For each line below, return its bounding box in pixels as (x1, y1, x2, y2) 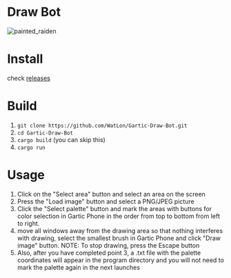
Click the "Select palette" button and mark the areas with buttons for (17, 204, 212, 212)
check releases (7, 74, 50, 82)
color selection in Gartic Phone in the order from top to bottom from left (17, 212, 221, 220)
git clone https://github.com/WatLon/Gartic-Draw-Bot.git (17, 122, 188, 129)
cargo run (17, 144, 46, 151)
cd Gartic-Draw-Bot (17, 129, 74, 137)
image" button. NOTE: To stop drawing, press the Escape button (17, 241, 200, 249)
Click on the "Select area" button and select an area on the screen (17, 190, 205, 198)
